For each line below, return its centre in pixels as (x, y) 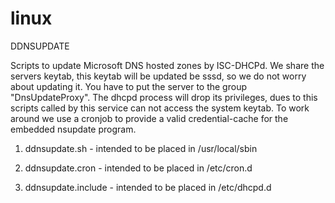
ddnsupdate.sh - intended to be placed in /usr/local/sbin (141, 148)
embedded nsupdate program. (73, 129)
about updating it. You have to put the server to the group (128, 86)
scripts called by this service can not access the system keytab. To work (160, 108)
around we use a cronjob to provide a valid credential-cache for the (149, 118)
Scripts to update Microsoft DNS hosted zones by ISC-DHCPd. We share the (167, 65)
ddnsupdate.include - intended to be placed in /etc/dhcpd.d (148, 187)
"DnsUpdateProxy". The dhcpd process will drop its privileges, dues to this (164, 97)
